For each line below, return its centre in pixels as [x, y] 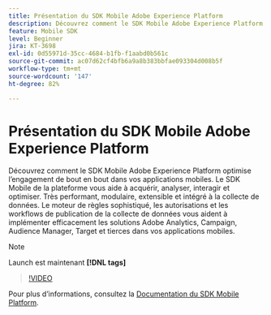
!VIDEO [40, 278]
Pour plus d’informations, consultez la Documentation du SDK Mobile [124, 294]
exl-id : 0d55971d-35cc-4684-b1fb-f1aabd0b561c [88, 54]
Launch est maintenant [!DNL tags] [67, 263]
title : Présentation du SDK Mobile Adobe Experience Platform [116, 16]
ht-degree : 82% [34, 84]
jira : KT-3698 [32, 46]
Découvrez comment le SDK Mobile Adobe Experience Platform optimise [130, 170]
